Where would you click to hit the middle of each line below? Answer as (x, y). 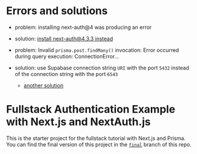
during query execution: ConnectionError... (67, 56)
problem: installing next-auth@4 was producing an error (83, 27)
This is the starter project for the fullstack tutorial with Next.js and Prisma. (96, 138)
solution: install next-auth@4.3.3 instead (64, 38)
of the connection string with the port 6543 (66, 74)
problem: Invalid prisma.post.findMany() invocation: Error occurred (97, 50)
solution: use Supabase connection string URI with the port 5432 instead (102, 68)
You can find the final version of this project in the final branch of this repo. (99, 144)
